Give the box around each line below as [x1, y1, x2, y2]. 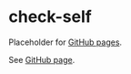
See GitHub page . [8, 54, 76, 65]
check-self [8, 6, 92, 27]
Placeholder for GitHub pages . [8, 37, 123, 48]
